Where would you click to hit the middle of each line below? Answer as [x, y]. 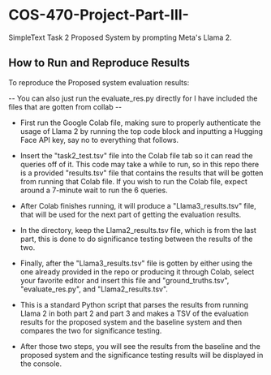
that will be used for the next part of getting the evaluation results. [131, 214]
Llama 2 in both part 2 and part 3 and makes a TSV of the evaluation [134, 313]
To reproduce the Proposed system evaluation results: [99, 82]
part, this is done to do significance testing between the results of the [136, 239]
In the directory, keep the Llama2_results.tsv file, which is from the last [138, 230]
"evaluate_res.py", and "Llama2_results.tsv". [94, 289]
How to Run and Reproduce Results [99, 63]
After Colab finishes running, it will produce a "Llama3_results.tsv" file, [138, 205]
